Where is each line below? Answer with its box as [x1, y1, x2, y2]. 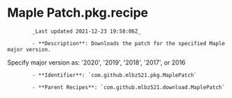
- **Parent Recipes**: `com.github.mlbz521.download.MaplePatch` [32, 83, 226, 91]
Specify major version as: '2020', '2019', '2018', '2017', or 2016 [7, 58, 186, 67]
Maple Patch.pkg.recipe [7, 5, 149, 21]
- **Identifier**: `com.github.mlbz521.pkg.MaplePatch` [32, 72, 197, 79]
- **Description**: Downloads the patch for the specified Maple [32, 40, 226, 47]
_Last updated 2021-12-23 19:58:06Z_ [32, 28, 141, 35]
